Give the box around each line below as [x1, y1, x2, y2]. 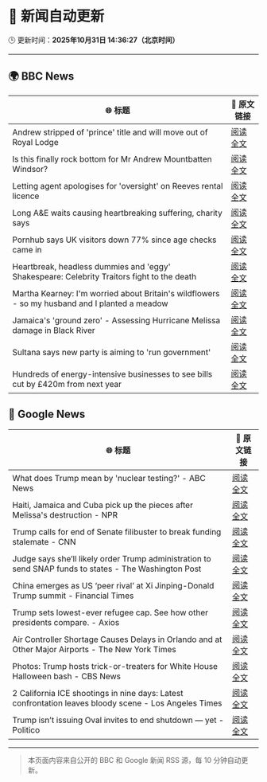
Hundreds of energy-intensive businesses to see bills [12, 368, 213, 379]
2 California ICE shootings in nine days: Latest [12, 687, 184, 698]
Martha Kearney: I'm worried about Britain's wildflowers [12, 287, 220, 299]
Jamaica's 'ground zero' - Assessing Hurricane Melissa [12, 315, 221, 326]
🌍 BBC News [8, 69, 75, 84]
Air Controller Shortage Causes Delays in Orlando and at [12, 634, 222, 645]
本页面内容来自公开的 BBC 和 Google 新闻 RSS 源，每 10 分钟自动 [27, 755, 242, 764]
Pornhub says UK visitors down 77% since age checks [12, 234, 217, 245]
